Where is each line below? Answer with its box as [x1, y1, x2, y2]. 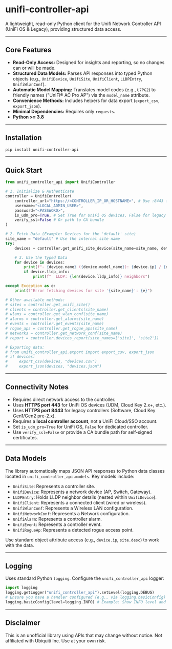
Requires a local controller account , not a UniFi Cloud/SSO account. [12, 418, 158, 424]
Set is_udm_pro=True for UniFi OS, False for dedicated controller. [12, 423, 148, 430]
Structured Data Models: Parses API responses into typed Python [12, 70, 153, 76]
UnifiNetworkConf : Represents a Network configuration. [12, 510, 130, 516]
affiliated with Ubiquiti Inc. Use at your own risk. [5, 637, 106, 644]
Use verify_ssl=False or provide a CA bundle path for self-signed [12, 429, 153, 435]
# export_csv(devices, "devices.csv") [5, 359, 97, 364]
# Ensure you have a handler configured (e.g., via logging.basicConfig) [5, 595, 166, 600]
